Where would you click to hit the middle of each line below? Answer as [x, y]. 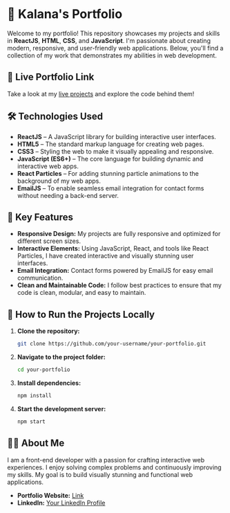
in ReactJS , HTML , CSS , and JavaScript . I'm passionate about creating [109, 40]
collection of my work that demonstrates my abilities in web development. [112, 55]
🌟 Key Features [40, 217]
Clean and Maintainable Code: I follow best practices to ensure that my [119, 285]
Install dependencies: [49, 383]
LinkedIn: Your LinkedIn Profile [61, 503]
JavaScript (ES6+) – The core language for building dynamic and [110, 159]
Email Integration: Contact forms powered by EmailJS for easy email [115, 271]
